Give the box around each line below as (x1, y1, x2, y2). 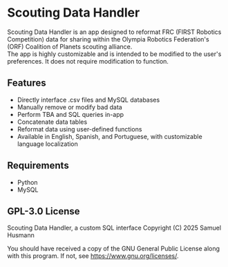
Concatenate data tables (17, 118, 88, 126)
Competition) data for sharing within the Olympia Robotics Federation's (7, 35, 209, 43)
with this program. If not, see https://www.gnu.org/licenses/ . (7, 252, 179, 260)
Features (7, 77, 46, 89)
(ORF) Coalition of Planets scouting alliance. (7, 42, 133, 50)
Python (17, 178, 38, 186)
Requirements (7, 160, 69, 172)
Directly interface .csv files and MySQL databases (17, 95, 160, 104)
